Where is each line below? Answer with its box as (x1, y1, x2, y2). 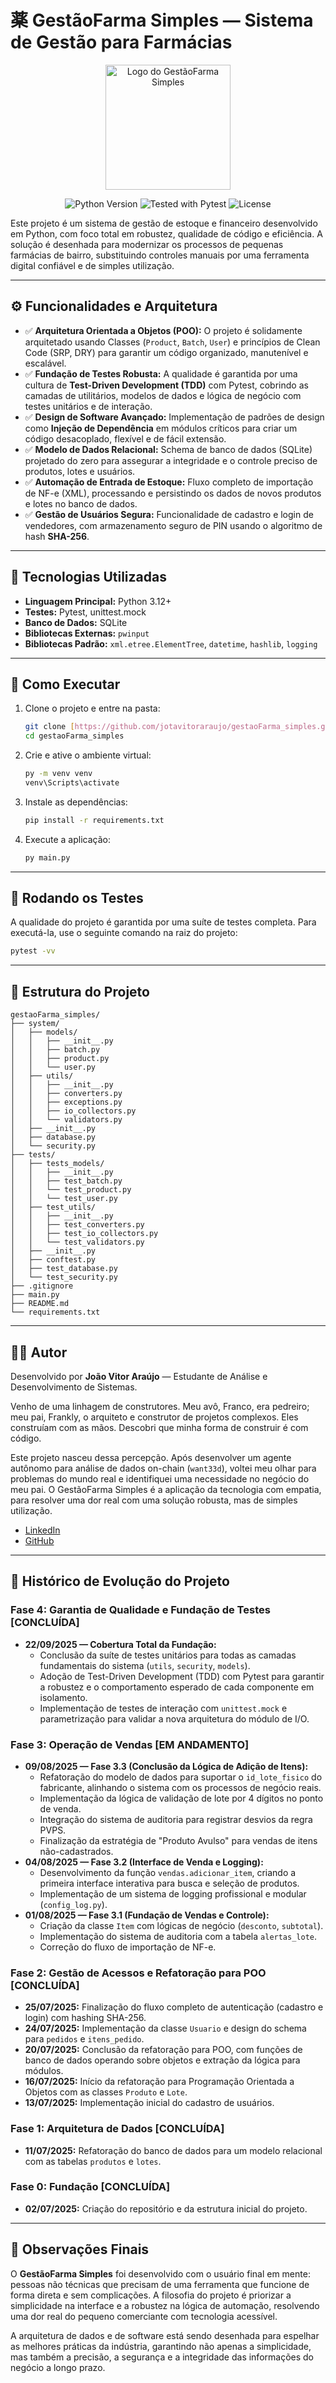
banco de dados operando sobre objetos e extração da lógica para (24, 2054, 301, 2066)
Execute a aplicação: (24, 833, 111, 845)
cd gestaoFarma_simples (24, 731, 125, 741)
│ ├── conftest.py (10, 1255, 97, 1265)
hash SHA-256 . (24, 530, 90, 542)
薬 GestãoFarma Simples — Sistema (10, 9, 314, 32)
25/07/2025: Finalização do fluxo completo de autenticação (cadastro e (24, 2001, 324, 2013)
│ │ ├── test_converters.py (10, 1220, 145, 1230)
